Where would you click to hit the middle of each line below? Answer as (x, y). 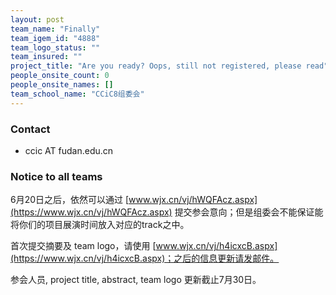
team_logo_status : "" (55, 47)
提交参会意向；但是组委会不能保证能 (249, 212)
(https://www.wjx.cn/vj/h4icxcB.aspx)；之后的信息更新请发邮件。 (145, 258)
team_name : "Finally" (55, 29)
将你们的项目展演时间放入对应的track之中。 (100, 225)
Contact (30, 129)
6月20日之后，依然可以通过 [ (70, 200)
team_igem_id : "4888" (55, 38)
